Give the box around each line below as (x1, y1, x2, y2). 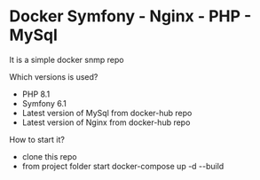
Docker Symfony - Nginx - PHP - (9, 6, 252, 27)
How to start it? (9, 134, 65, 145)
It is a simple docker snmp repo (9, 54, 124, 65)
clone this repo (21, 151, 77, 161)
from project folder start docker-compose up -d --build (21, 160, 225, 171)
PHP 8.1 (21, 89, 51, 99)
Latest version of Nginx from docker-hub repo (21, 117, 191, 128)
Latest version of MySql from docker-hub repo (21, 107, 193, 118)
